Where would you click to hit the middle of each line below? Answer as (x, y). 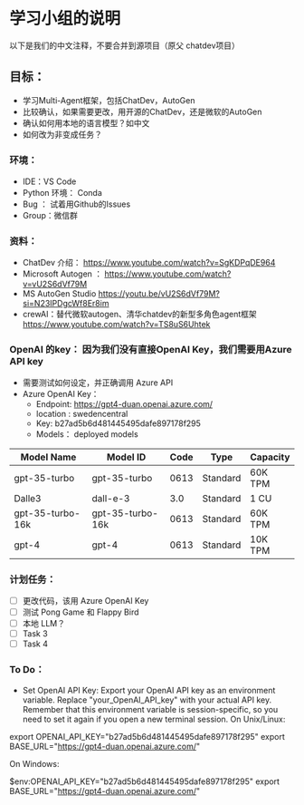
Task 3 (35, 634)
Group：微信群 (50, 216)
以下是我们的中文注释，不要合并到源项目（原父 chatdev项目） (124, 45)
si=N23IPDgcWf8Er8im (66, 304)
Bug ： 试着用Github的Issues (76, 204)
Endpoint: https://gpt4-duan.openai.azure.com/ (124, 403)
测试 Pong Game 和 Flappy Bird (81, 612)
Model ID (127, 457)
